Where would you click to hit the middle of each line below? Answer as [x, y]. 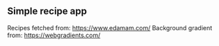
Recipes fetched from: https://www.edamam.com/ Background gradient [110, 27]
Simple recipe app [47, 11]
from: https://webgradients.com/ [54, 35]
